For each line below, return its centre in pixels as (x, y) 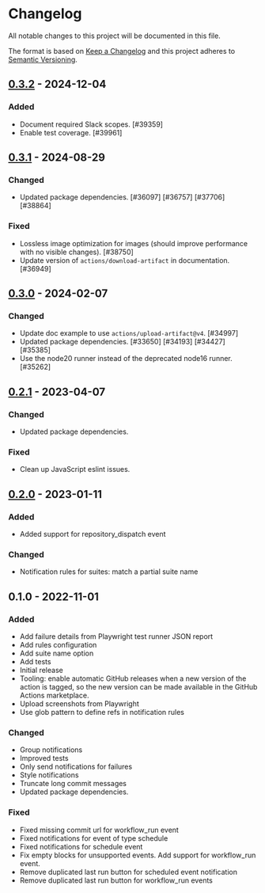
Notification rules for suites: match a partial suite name (109, 572)
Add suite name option (57, 653)
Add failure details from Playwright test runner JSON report (116, 636)
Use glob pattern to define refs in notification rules (102, 712)
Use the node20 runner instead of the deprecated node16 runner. (126, 359)
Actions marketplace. (54, 695)
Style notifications (49, 775)
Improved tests (44, 758)
